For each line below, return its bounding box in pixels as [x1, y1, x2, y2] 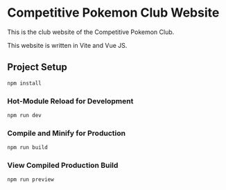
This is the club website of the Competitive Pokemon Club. [7, 28, 175, 36]
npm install [7, 80, 42, 87]
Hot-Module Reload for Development [7, 96, 134, 105]
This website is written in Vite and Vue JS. [7, 41, 128, 49]
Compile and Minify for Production [7, 128, 126, 138]
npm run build [7, 144, 49, 151]
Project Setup [7, 61, 68, 74]
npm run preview [7, 176, 54, 183]
